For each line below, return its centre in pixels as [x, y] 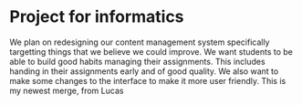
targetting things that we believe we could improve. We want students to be [151, 51]
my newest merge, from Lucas [67, 90]
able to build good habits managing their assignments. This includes [138, 61]
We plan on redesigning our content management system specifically [140, 42]
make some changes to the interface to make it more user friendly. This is [148, 80]
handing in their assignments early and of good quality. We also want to [144, 71]
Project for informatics [97, 17]
